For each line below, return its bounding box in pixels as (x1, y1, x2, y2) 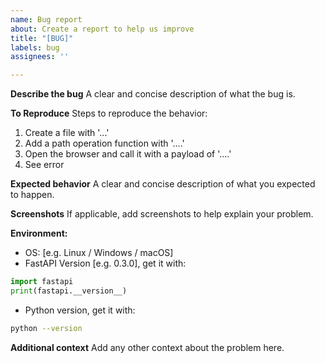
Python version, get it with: (24, 304, 136, 316)
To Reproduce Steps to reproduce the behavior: (10, 107, 208, 120)
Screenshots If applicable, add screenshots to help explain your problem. (10, 208, 314, 220)
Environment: (10, 227, 68, 240)
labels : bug (10, 42, 60, 53)
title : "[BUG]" (10, 33, 74, 43)
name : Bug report (10, 14, 83, 25)
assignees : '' (10, 52, 70, 62)
